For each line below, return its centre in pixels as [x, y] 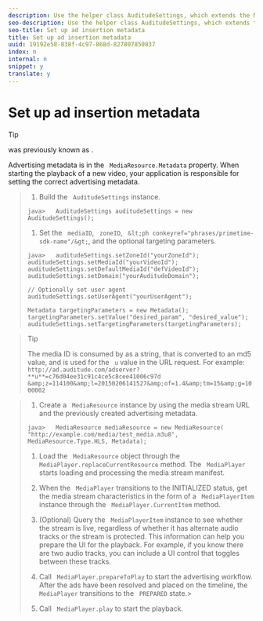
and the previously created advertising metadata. [118, 413]
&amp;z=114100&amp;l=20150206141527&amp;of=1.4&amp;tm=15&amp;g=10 [139, 383]
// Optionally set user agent [77, 290]
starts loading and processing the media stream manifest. [132, 473]
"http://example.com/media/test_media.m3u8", [103, 434]
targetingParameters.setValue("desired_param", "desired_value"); [138, 317]
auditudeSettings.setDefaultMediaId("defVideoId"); [113, 269]
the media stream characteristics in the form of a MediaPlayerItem [146, 496]
